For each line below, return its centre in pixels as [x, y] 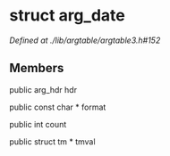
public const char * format [58, 107]
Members [37, 68]
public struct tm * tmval [52, 141]
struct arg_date [67, 16]
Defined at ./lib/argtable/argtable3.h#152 [85, 40]
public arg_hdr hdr [43, 89]
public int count [38, 124]
